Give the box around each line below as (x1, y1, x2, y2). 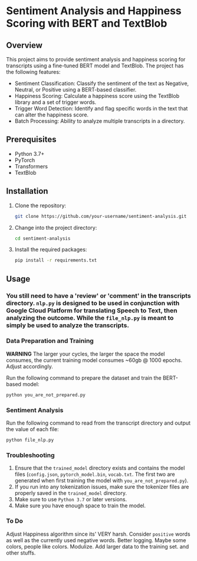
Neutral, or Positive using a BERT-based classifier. (14, 86, 137, 93)
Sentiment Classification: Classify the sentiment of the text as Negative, (14, 80, 189, 87)
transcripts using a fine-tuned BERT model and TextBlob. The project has (6, 62, 184, 69)
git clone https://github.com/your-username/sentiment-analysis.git (14, 213, 187, 219)
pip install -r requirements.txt (14, 257, 97, 263)
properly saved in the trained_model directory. (14, 490, 127, 497)
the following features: (6, 69, 61, 75)
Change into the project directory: (14, 224, 97, 231)
